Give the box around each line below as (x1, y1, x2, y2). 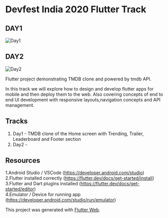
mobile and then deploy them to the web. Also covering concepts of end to (5, 91, 163, 97)
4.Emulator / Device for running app (5, 191, 81, 198)
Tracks (5, 117, 28, 126)
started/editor (5, 186, 34, 192)
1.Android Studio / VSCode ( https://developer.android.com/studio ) (5, 170, 144, 176)
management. (5, 102, 35, 108)
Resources (5, 156, 40, 165)
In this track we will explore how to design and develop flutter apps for (5, 85, 154, 92)
